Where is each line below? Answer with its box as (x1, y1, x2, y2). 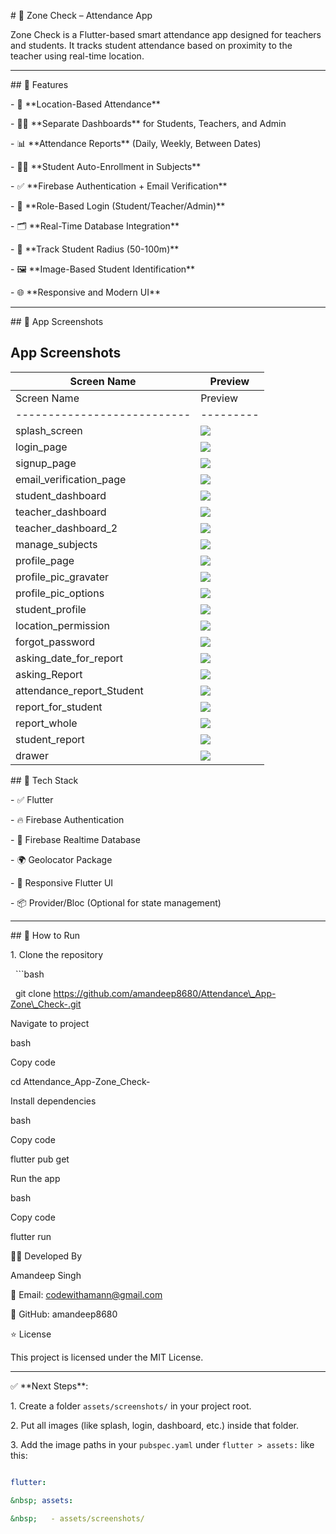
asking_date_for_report (15, 651, 124, 665)
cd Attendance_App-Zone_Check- (10, 1075, 151, 1087)
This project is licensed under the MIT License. (10, 1351, 204, 1363)
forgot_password (15, 635, 96, 649)
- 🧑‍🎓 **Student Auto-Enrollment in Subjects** (10, 161, 202, 172)
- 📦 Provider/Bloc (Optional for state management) (10, 896, 222, 909)
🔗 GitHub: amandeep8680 (10, 1308, 118, 1320)
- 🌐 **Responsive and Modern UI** (10, 286, 161, 298)
